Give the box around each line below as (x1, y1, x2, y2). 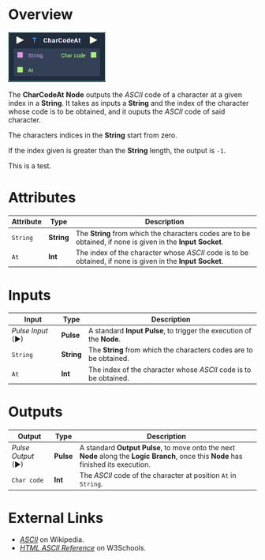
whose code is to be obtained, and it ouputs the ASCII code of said (8, 107, 226, 116)
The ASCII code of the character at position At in (79, 471, 237, 479)
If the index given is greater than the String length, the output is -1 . (8, 145, 226, 155)
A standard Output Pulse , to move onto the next (79, 442, 235, 452)
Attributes (8, 189, 77, 207)
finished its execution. (79, 460, 151, 469)
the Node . (88, 334, 121, 344)
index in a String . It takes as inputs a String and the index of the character (8, 98, 249, 107)
